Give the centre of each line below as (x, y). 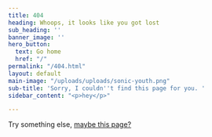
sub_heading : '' (35, 30)
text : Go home (38, 52)
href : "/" (31, 59)
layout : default (35, 74)
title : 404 (26, 15)
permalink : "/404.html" (47, 67)
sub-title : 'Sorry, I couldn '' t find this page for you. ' (107, 88)
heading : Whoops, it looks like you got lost (84, 23)
